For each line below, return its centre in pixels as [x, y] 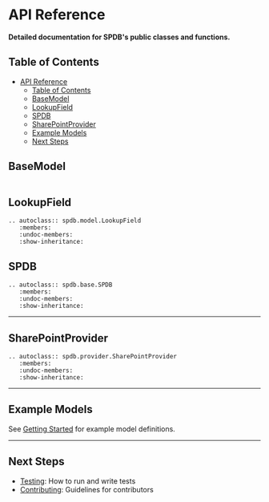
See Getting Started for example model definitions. [92, 429]
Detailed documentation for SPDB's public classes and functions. [119, 37]
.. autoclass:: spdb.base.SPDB [60, 285]
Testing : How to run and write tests [78, 481]
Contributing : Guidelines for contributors [86, 489]
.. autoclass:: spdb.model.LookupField [75, 221]
